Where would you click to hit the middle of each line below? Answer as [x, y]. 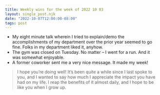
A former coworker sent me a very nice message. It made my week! [80, 63]
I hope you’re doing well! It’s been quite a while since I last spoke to [85, 72]
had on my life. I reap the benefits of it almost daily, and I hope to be [85, 82]
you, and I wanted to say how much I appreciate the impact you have [86, 77]
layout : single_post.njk [30, 14]
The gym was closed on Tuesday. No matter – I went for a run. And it [81, 52]
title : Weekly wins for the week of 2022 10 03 [54, 9]
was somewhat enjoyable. [38, 57]
